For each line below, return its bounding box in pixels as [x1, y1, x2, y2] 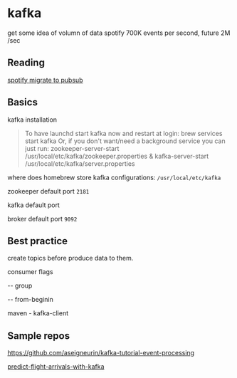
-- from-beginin [7, 295, 53, 304]
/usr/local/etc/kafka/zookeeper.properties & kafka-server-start [24, 152, 209, 160]
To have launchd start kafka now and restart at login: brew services [24, 129, 223, 137]
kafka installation [7, 115, 58, 124]
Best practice [7, 235, 68, 247]
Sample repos [7, 330, 70, 342]
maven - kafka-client [7, 309, 69, 317]
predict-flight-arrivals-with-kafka [7, 362, 105, 371]
